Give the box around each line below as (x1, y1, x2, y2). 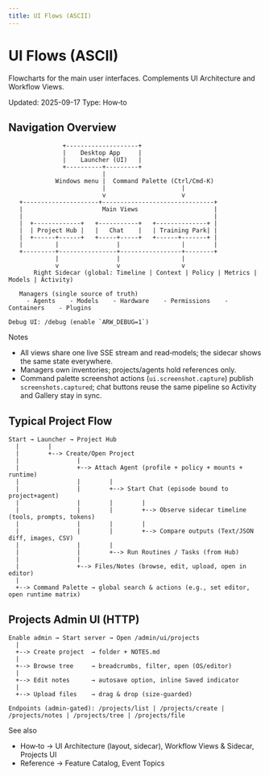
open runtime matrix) (8, 591, 81, 599)
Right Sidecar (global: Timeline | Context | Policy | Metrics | (33, 269, 258, 277)
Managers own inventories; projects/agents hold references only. (19, 365, 237, 375)
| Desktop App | (62, 149, 143, 157)
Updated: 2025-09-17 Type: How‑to (8, 98, 127, 107)
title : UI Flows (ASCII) (8, 11, 92, 20)
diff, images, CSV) (8, 534, 74, 542)
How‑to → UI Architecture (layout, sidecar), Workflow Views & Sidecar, (19, 741, 255, 750)
